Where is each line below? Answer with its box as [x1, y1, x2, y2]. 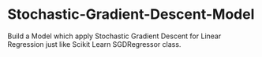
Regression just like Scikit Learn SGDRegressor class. [7, 39, 182, 48]
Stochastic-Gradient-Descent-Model [7, 5, 255, 23]
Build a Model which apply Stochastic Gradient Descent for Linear [7, 31, 222, 41]
